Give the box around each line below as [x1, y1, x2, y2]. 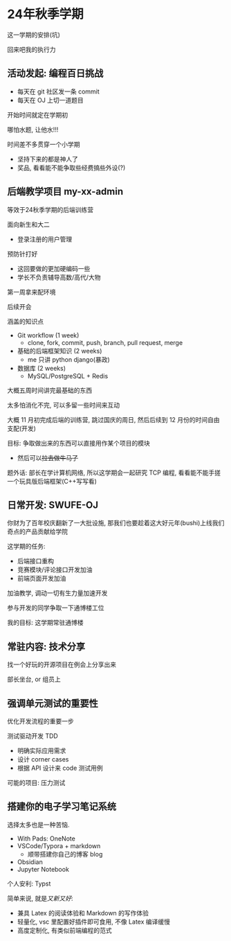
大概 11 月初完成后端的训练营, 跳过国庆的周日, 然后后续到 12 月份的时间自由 [7, 415, 220, 423]
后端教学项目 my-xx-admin [7, 186, 124, 197]
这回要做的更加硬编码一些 [17, 264, 91, 272]
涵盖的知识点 [7, 317, 44, 326]
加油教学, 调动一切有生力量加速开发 [7, 589, 108, 597]
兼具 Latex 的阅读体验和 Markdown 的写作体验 [17, 908, 149, 917]
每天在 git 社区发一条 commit [17, 87, 100, 96]
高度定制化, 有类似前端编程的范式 [17, 926, 112, 934]
